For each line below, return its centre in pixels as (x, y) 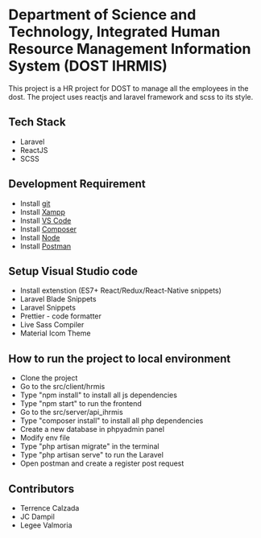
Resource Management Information (130, 49)
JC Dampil (37, 517)
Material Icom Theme (55, 333)
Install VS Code (46, 220)
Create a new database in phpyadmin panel (92, 429)
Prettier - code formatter (61, 316)
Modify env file (45, 438)
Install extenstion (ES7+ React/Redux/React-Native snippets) (120, 290)
